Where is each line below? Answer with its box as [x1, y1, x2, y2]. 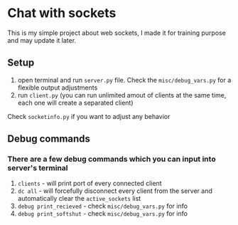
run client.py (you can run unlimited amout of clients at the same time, [17, 90, 227, 99]
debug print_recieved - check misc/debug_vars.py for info [17, 202, 188, 211]
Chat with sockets [7, 5, 117, 21]
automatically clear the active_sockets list [17, 194, 141, 203]
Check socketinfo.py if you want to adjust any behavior [7, 112, 171, 120]
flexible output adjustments [17, 83, 98, 92]
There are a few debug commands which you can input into [7, 155, 216, 164]
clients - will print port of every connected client [17, 179, 162, 188]
